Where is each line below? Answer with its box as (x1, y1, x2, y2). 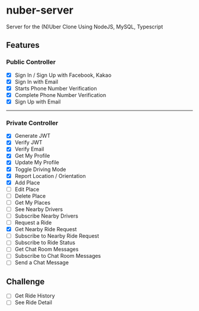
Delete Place (14, 192, 46, 199)
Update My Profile (14, 159, 59, 166)
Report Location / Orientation (14, 172, 86, 179)
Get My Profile (14, 152, 50, 160)
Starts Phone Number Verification (14, 85, 97, 92)
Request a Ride (14, 219, 52, 226)
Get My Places (14, 199, 51, 206)
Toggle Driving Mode (14, 166, 66, 173)
